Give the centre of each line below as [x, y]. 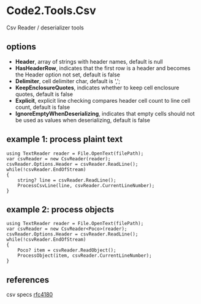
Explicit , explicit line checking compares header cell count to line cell [103, 100]
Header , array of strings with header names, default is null [89, 61]
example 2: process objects [60, 209]
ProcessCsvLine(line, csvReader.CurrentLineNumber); [86, 185]
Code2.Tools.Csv [51, 11]
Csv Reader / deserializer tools [45, 28]
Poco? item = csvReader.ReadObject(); [67, 250]
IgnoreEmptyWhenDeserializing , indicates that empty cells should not [105, 113]
